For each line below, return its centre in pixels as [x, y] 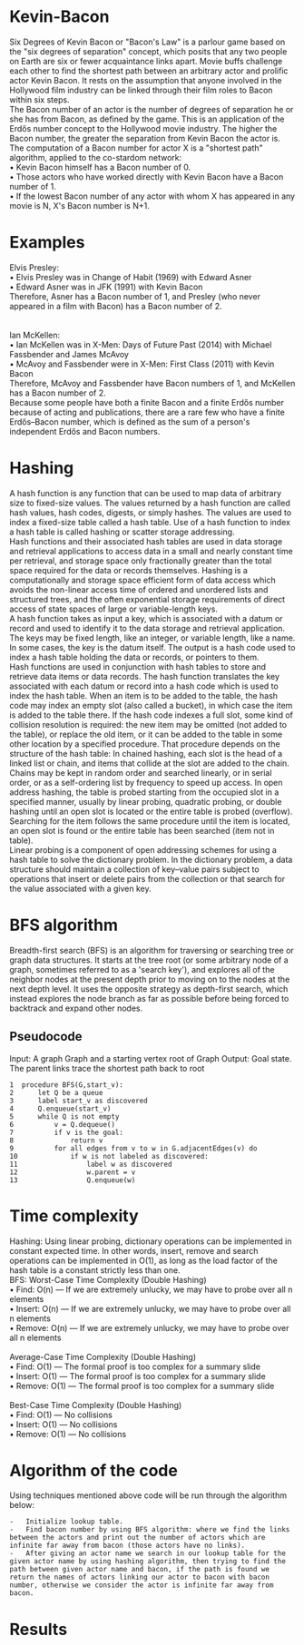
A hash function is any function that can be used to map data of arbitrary [146, 493]
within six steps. [39, 99]
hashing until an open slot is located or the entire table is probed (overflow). [151, 811]
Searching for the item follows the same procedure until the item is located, [150, 821]
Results [39, 1629]
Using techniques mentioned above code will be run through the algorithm [148, 1495]
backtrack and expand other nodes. [76, 1008]
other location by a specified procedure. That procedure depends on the [145, 744]
